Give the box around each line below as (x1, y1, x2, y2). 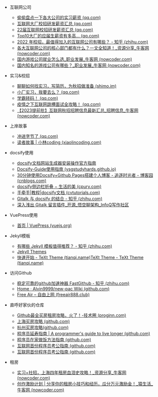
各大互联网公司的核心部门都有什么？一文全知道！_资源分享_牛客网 (17, 45, 150, 51)
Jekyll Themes (17, 249, 47, 254)
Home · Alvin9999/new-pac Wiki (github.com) (17, 286, 110, 291)
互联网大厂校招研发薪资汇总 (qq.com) (17, 21, 93, 26)
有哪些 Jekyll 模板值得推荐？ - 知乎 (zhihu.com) (17, 243, 113, 249)
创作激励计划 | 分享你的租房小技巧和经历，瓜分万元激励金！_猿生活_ (17, 381, 153, 386)
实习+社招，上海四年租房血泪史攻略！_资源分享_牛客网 (17, 370, 127, 375)
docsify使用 (9, 150, 34, 155)
